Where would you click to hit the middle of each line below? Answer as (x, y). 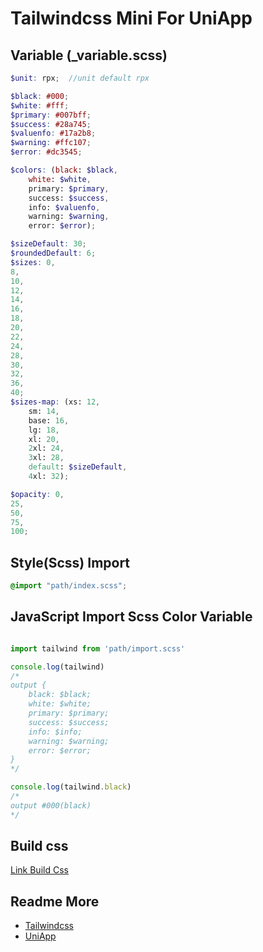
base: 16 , (49, 420)
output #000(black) (51, 805)
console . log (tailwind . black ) (71, 787)
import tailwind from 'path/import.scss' (98, 648)
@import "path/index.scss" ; (69, 586)
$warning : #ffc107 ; (51, 143)
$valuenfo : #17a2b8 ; (53, 133)
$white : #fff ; (40, 105)
